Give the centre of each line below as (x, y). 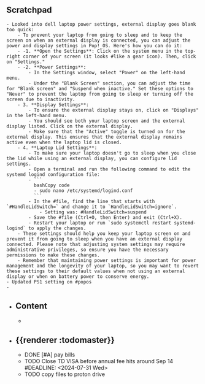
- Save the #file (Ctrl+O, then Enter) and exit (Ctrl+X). (106, 217)
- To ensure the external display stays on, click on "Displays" (114, 110)
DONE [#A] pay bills (50, 355)
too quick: (20, 29)
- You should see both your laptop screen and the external (107, 121)
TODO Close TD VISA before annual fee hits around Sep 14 (99, 361)
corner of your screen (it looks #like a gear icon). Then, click (109, 56)
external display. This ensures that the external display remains (95, 137)
